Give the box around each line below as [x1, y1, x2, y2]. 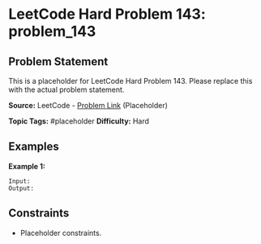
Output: [8, 184, 35, 192]
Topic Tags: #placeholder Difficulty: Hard [8, 116, 150, 126]
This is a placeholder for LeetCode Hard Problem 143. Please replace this [8, 76, 253, 85]
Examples [8, 140, 59, 154]
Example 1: [8, 161, 46, 171]
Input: [8, 176, 31, 185]
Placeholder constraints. [19, 228, 102, 237]
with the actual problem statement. [8, 85, 125, 94]
